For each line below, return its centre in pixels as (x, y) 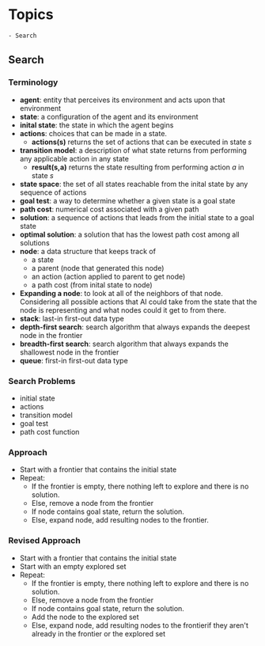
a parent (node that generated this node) (98, 268)
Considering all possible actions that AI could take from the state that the (138, 302)
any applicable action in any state (74, 158)
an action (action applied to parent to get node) (108, 276)
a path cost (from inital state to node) (92, 285)
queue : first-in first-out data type (74, 360)
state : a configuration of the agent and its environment (109, 116)
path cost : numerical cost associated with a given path (109, 209)
